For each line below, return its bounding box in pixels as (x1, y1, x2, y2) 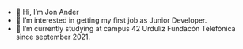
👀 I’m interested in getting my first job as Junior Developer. (15, 16, 207, 25)
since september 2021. (15, 32, 91, 41)
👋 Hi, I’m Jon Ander (15, 8, 79, 16)
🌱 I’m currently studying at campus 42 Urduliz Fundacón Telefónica (15, 24, 236, 33)
